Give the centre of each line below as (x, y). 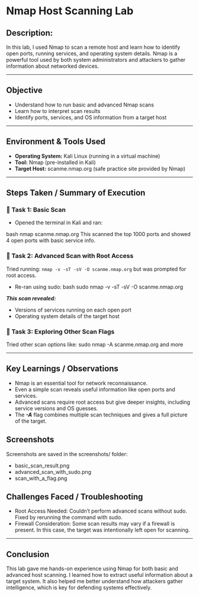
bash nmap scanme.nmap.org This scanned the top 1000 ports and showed (98, 234)
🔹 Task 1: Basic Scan (36, 209)
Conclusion (28, 554)
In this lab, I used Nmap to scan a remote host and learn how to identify (93, 47)
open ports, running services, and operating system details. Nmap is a (92, 54)
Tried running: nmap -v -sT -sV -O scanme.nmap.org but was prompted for (96, 269)
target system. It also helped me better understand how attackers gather (95, 582)
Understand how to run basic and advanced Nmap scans (84, 105)
